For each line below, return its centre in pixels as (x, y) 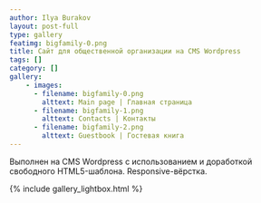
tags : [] (26, 60)
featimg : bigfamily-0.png (58, 43)
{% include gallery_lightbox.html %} (76, 188)
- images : (44, 85)
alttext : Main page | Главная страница (117, 102)
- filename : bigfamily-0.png (88, 93)
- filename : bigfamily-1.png (88, 111)
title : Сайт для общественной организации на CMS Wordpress (126, 52)
